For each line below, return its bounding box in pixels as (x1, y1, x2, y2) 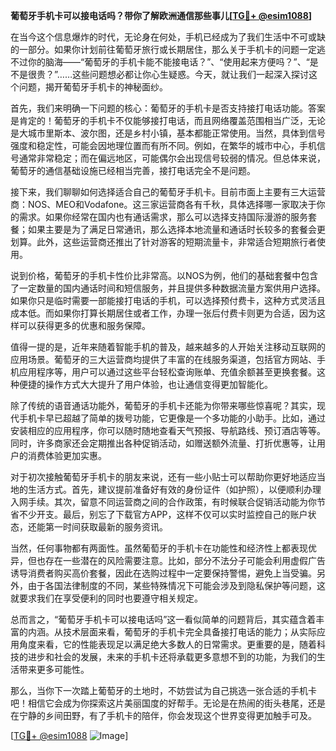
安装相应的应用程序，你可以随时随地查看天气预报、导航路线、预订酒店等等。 (10, 425, 326, 436)
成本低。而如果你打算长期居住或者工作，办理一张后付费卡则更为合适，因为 (10, 307, 317, 319)
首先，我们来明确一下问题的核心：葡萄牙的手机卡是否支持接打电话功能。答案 (10, 102, 326, 114)
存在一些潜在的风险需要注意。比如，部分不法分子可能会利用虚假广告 (44, 555, 326, 566)
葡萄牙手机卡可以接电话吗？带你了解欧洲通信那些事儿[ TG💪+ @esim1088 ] (10, 10, 313, 21)
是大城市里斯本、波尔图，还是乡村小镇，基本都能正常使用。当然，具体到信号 (10, 127, 326, 139)
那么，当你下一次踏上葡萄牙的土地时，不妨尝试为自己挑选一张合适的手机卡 (10, 685, 317, 696)
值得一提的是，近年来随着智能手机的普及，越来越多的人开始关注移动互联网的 (10, 341, 326, 353)
